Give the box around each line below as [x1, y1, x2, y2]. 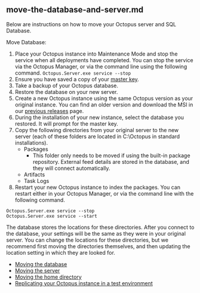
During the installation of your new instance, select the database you [14, 114, 184, 121]
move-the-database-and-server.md [6, 5, 144, 15]
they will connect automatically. [32, 164, 110, 172]
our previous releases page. [14, 107, 84, 114]
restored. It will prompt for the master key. [14, 120, 118, 127]
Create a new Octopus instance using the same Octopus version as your [14, 94, 193, 102]
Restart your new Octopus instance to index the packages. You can [14, 184, 181, 191]
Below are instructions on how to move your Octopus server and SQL [6, 20, 177, 28]
